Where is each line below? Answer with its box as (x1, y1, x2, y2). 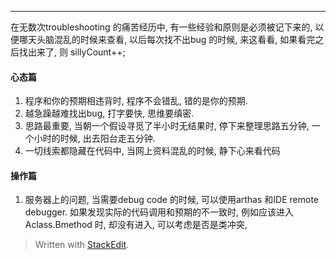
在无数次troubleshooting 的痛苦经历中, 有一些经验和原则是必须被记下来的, (10, 21, 313, 33)
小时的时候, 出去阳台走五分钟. (33, 132, 156, 145)
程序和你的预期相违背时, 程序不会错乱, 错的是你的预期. (24, 95, 248, 107)
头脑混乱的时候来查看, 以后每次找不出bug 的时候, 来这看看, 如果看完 (36, 34, 316, 45)
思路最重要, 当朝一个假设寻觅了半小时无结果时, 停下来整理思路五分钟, (24, 120, 310, 132)
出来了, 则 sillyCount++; (27, 46, 126, 58)
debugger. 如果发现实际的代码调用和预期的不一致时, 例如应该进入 (24, 206, 295, 218)
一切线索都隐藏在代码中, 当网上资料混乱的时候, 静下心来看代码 (24, 145, 281, 157)
